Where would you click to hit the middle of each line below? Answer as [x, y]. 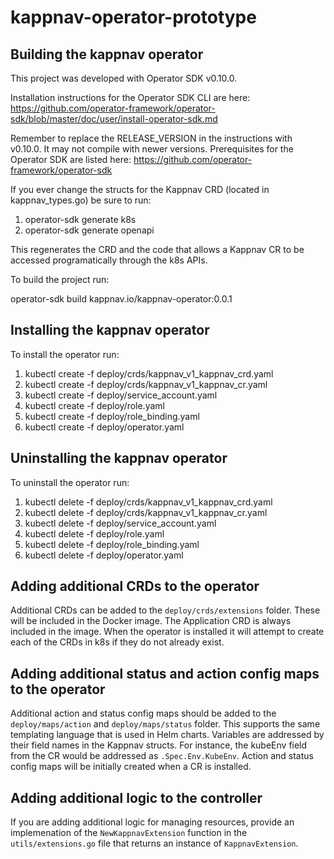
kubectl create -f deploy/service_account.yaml [121, 395]
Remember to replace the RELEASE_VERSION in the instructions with [151, 138]
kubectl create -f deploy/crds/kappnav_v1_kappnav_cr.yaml [146, 384]
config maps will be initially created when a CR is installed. [131, 767]
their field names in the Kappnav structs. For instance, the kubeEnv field [159, 745]
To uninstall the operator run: [70, 482]
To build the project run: [60, 279]
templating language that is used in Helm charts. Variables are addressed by [167, 735]
